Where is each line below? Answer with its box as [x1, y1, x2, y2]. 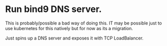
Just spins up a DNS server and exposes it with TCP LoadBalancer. [5, 35, 144, 41]
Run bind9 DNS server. [5, 3, 102, 15]
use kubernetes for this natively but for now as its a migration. [5, 25, 133, 31]
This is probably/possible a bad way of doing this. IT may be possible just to [5, 20, 162, 26]
